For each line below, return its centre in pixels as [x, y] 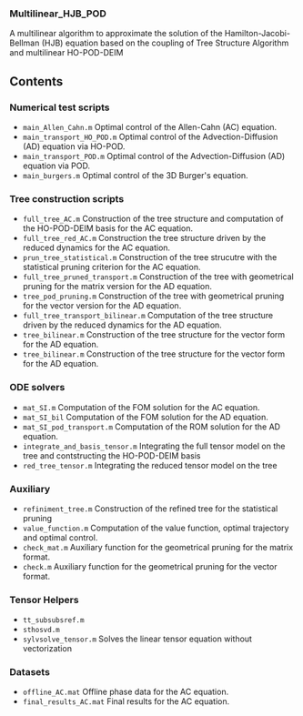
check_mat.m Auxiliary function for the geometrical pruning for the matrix [158, 547]
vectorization [47, 649]
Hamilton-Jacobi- [258, 34]
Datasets [30, 672]
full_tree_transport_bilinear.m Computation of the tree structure [148, 316]
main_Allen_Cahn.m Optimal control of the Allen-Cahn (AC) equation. [150, 126]
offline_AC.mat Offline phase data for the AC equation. [126, 692]
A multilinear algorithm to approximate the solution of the [116, 34]
